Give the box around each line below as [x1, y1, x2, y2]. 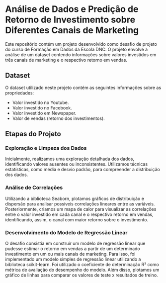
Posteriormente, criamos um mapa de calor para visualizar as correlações [5, 206, 157, 212]
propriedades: [5, 90, 34, 95]
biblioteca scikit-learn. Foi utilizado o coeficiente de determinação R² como [5, 262, 159, 268]
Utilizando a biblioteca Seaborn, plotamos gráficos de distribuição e [5, 195, 144, 201]
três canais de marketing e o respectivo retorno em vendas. [5, 57, 128, 63]
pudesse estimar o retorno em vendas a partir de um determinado [5, 246, 140, 252]
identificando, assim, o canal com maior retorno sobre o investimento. [5, 216, 149, 222]
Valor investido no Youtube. [12, 99, 69, 105]
